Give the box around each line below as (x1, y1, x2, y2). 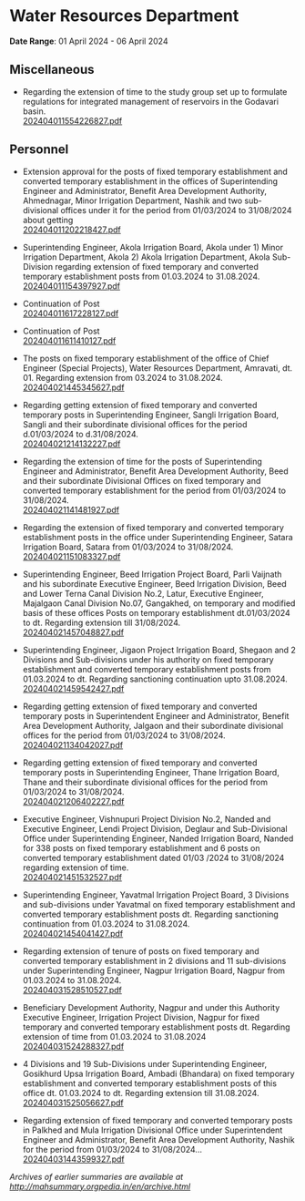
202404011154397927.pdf (22, 280, 121, 292)
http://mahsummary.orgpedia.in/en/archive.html (9, 1181, 191, 1192)
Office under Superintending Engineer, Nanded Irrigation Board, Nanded (22, 833, 294, 844)
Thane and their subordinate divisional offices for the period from (22, 776, 269, 787)
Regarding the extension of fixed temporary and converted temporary (22, 521, 285, 533)
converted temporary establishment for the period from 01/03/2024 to (22, 485, 287, 496)
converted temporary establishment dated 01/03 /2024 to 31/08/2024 (22, 852, 285, 863)
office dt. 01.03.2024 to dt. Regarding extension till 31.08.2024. (22, 1087, 259, 1098)
